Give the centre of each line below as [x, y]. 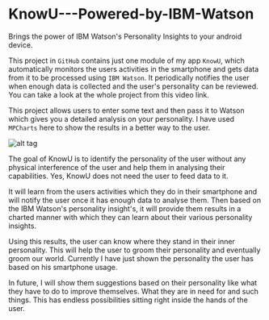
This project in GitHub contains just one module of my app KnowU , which [126, 60]
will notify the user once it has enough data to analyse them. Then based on [134, 200]
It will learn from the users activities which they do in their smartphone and [132, 191]
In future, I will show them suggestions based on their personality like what [133, 282]
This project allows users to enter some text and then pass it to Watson [126, 110]
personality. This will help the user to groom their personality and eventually [134, 250]
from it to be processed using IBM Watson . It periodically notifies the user [129, 77]
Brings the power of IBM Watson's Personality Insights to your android [125, 36]
